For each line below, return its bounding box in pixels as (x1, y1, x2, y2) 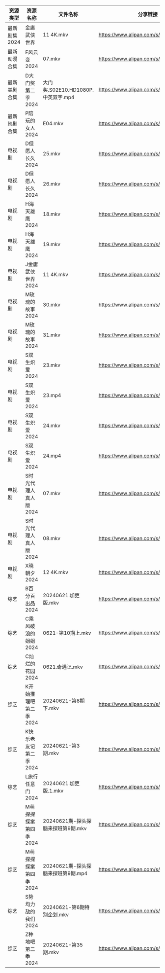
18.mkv (43, 211, 60, 217)
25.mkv (43, 150, 60, 157)
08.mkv (43, 535, 60, 541)
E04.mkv (43, 120, 64, 127)
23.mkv (43, 362, 60, 368)
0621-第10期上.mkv (43, 630, 91, 636)
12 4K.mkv (43, 569, 69, 576)
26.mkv (43, 180, 60, 187)
